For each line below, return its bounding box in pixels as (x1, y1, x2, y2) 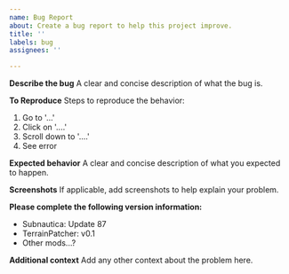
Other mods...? (21, 238, 76, 248)
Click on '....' (21, 121, 68, 133)
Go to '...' (21, 113, 55, 123)
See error (21, 141, 58, 152)
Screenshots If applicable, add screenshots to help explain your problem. (9, 184, 279, 195)
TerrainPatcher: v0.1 (21, 228, 95, 239)
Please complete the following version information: (9, 201, 203, 213)
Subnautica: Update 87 (21, 219, 107, 230)
